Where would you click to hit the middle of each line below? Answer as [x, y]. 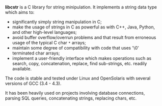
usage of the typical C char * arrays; [49, 43]
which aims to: [20, 12]
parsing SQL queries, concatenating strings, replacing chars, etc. [71, 98]
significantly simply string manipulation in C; [57, 22]
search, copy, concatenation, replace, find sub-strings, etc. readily [80, 64]
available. [22, 69]
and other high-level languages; [44, 32]
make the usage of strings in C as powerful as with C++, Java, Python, [83, 27]
